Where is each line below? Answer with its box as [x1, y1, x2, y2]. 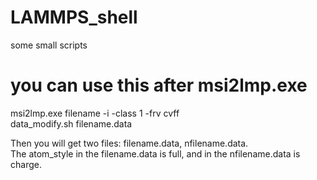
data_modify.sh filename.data [10, 117, 133, 130]
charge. [10, 158, 42, 170]
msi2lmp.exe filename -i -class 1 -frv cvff [10, 107, 180, 119]
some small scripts [10, 39, 88, 51]
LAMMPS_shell [10, 6, 138, 29]
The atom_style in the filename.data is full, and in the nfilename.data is [10, 147, 301, 160]
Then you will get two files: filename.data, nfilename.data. [10, 137, 249, 149]
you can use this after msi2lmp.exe [10, 74, 308, 97]
